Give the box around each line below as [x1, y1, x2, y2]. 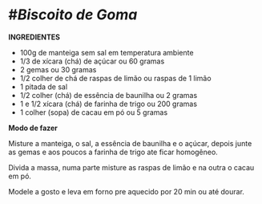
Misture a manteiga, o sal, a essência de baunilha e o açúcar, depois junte [8, 138, 252, 148]
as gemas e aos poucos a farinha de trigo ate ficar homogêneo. [8, 147, 218, 157]
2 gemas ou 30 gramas [19, 64, 97, 74]
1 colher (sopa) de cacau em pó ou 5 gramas [19, 107, 168, 117]
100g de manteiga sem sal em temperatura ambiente [19, 47, 194, 57]
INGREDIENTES [8, 32, 61, 42]
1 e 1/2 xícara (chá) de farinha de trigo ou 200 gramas [19, 99, 198, 108]
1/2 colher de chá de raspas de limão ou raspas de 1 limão [19, 73, 212, 83]
